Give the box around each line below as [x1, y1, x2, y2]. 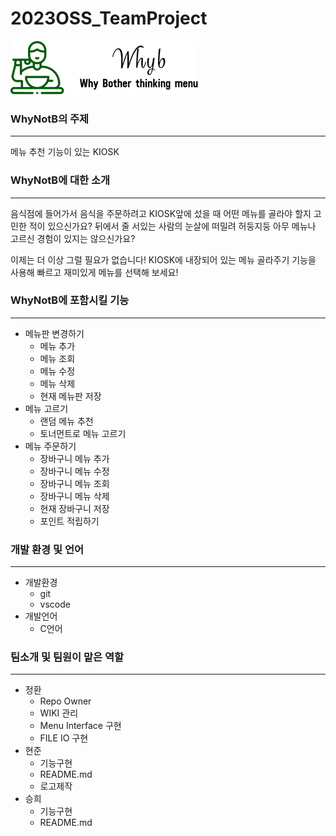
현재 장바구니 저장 [39, 502, 110, 514]
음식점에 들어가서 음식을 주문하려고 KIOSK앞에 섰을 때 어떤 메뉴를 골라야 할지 [10, 207, 312, 219]
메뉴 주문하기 [24, 440, 77, 452]
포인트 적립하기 [39, 515, 100, 527]
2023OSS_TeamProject [10, 7, 208, 30]
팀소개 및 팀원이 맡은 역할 [10, 650, 125, 664]
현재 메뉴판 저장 [39, 390, 102, 402]
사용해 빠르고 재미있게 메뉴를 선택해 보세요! [10, 266, 179, 278]
